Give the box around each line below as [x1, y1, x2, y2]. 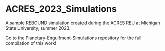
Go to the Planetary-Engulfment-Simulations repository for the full [5, 35, 142, 41]
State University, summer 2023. [5, 25, 71, 31]
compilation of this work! [5, 40, 57, 46]
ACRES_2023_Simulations [5, 3, 117, 15]
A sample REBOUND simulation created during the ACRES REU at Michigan [5, 20, 160, 26]
